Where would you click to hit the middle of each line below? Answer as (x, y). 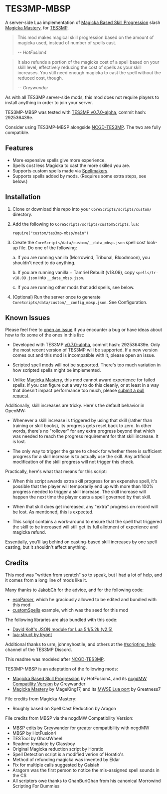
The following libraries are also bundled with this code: (62, 620)
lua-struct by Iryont (32, 635)
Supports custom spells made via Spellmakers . (60, 170)
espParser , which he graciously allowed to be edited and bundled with (84, 600)
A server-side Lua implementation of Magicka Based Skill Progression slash (83, 22)
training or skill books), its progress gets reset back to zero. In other (82, 426)
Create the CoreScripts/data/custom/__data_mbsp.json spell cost (79, 242)
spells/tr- (147, 273)
